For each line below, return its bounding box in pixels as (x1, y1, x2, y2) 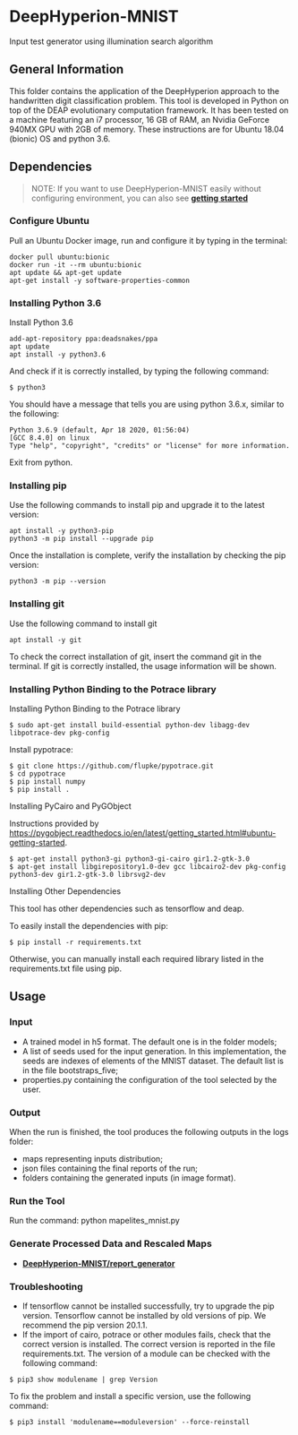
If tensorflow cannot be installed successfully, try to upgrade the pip (21, 1301, 275, 1311)
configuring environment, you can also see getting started (30, 193, 249, 203)
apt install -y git (9, 635, 82, 644)
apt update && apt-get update (9, 268, 123, 277)
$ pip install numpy (9, 778, 87, 786)
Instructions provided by (9, 818, 99, 829)
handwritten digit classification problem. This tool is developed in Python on (9, 95, 289, 106)
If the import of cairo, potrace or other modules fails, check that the (21, 1328, 271, 1340)
